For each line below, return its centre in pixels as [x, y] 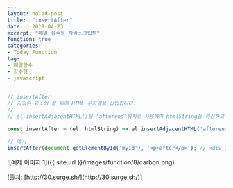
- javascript [26, 78]
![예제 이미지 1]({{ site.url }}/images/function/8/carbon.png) [91, 162]
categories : [24, 46]
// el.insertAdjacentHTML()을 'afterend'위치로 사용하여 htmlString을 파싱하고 [116, 117]
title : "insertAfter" [40, 20]
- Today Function [32, 53]
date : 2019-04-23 [35, 26]
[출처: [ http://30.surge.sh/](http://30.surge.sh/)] [75, 177]
